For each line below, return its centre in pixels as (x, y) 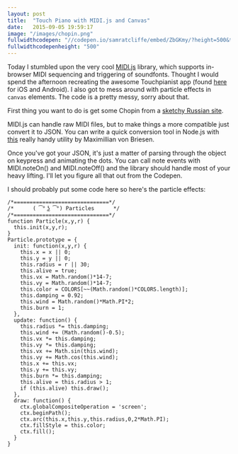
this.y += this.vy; (49, 370)
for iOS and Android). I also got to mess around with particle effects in (109, 89)
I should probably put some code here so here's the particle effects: (107, 189)
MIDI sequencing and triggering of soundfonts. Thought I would (126, 74)
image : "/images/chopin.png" (50, 34)
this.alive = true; (49, 271)
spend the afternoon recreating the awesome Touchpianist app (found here (117, 82)
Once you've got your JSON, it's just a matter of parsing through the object (117, 153)
